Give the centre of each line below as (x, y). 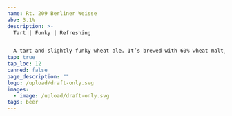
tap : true (21, 58)
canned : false (28, 70)
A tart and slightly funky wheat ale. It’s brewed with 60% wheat (111, 51)
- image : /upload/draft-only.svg (61, 96)
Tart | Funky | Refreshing (52, 33)
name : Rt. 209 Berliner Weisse (52, 13)
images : (18, 89)
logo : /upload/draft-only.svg (51, 83)
